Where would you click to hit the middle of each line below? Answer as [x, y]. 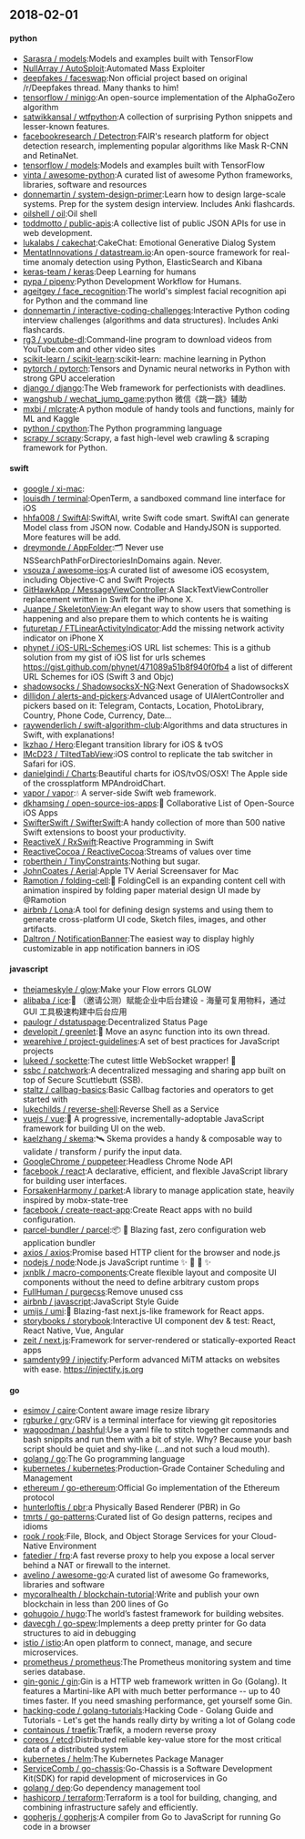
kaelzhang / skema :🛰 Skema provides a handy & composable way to [152, 1139]
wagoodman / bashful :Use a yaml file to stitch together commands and [156, 1430]
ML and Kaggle [51, 418]
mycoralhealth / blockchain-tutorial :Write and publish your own [141, 1595]
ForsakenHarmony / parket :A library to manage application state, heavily [158, 1190]
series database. [54, 1672]
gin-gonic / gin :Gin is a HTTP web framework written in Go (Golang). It [155, 1681]
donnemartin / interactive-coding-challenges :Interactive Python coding [156, 310]
